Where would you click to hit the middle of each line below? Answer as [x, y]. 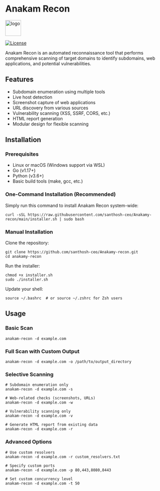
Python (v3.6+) [28, 176]
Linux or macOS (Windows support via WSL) [59, 165]
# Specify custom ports [30, 466]
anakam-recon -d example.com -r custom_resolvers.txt [63, 457]
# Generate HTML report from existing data [52, 425]
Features [19, 80]
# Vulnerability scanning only [38, 412]
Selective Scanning [29, 374]
